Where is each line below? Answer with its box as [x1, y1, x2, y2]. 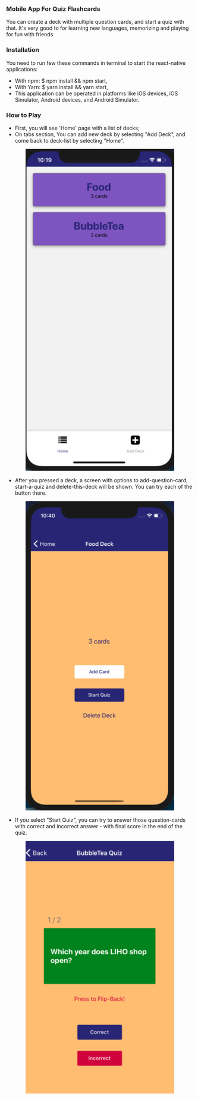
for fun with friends [6, 31, 54, 38]
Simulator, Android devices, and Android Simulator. [14, 96, 140, 103]
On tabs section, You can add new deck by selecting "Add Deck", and [14, 130, 186, 138]
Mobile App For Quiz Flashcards [6, 5, 100, 13]
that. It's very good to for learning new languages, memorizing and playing [6, 24, 189, 32]
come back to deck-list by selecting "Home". [14, 137, 125, 144]
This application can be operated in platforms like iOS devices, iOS [14, 90, 178, 97]
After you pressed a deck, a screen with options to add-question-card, [14, 476, 188, 483]
